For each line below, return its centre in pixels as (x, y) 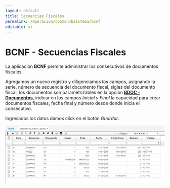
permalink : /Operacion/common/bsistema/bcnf (53, 21)
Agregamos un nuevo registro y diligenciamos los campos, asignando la (80, 82)
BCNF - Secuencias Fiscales (66, 52)
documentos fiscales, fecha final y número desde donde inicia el (73, 103)
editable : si (19, 27)
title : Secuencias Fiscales (35, 16)
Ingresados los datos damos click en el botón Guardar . (62, 119)
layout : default (22, 11)
